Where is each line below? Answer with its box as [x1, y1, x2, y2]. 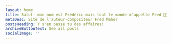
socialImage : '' [5, 31, 40, 36]
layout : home [5, 7, 33, 13]
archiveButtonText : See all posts [5, 26, 79, 31]
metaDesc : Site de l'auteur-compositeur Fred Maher [5, 17, 118, 22]
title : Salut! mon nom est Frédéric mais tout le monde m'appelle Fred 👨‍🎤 [5, 12, 168, 17]
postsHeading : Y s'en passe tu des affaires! [5, 21, 104, 27]
